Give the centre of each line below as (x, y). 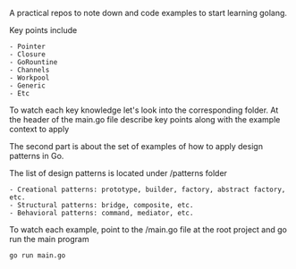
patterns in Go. (37, 156)
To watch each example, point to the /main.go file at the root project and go (148, 230)
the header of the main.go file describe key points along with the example (145, 119)
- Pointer (28, 46)
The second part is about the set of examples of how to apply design (136, 146)
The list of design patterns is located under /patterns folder (118, 173)
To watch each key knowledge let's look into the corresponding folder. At (144, 110)
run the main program (49, 239)
